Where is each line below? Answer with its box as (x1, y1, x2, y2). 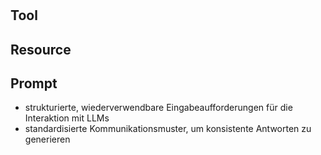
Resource (10, 41, 72, 58)
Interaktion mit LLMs (24, 112, 110, 124)
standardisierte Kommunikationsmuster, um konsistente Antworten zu (24, 123, 312, 135)
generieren (24, 133, 71, 146)
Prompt (10, 75, 58, 92)
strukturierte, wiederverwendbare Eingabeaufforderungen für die (24, 102, 293, 114)
